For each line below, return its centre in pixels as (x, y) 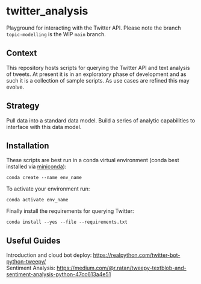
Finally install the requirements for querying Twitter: (70, 211)
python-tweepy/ (26, 262)
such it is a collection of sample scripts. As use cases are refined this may (98, 80)
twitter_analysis (47, 11)
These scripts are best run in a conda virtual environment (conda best (93, 160)
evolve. (15, 87)
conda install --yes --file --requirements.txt (67, 222)
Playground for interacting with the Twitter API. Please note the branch (94, 28)
